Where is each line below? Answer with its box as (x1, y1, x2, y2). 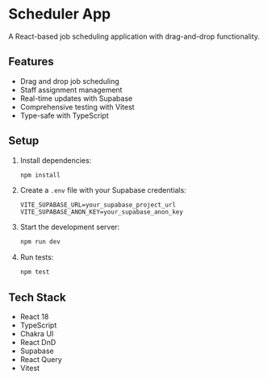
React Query (19, 355, 62, 364)
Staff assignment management (19, 85, 123, 94)
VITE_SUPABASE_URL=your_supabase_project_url (19, 201, 176, 210)
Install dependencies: (19, 155, 92, 165)
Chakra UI (19, 329, 54, 339)
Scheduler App (8, 5, 111, 23)
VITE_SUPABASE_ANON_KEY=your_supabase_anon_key (19, 208, 183, 216)
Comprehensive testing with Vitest (19, 102, 135, 111)
